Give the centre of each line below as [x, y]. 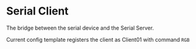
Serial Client [37, 11]
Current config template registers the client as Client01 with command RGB [98, 39]
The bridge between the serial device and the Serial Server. [80, 28]
